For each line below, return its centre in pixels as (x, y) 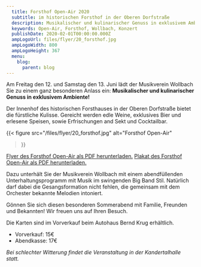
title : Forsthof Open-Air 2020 (51, 12)
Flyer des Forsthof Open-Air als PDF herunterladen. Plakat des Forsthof (94, 156)
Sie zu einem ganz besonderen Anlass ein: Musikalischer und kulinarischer (100, 91)
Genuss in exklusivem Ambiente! (48, 97)
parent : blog (38, 67)
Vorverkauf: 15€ (35, 235)
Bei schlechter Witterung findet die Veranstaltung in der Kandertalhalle (94, 253)
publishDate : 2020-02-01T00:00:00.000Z (61, 34)
